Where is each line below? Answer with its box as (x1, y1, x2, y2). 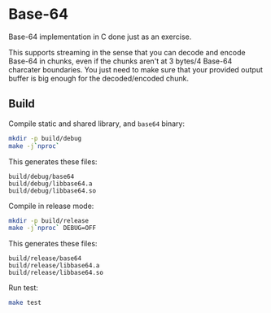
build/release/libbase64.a (8, 262, 100, 270)
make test (8, 298, 42, 307)
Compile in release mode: (8, 201, 94, 211)
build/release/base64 (8, 254, 82, 263)
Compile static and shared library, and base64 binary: (8, 119, 186, 128)
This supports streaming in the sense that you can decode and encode (8, 47, 246, 57)
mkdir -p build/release (8, 216, 90, 224)
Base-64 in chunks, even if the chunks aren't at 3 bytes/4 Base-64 (8, 56, 233, 66)
